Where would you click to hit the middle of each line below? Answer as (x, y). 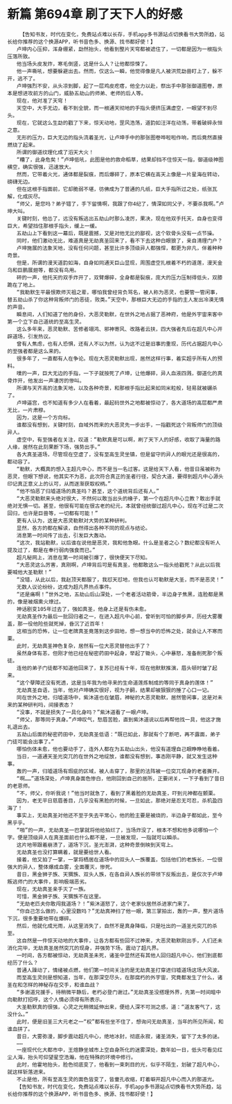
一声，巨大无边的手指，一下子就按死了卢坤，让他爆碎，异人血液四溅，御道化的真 (125, 373)
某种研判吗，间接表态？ (46, 705)
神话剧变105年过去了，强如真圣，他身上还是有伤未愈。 (83, 609)
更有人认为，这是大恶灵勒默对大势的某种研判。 (73, 521)
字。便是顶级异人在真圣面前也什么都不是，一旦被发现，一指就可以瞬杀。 (95, 837)
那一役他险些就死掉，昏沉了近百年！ (61, 624)
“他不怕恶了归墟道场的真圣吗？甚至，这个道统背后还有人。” (88, 491)
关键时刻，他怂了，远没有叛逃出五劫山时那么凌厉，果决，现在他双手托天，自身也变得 (119, 218)
